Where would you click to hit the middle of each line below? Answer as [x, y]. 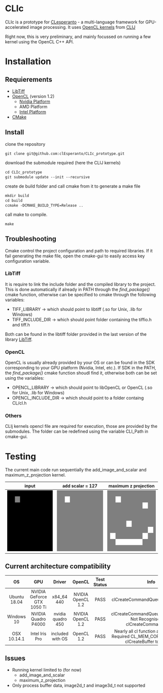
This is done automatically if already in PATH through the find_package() [78, 289]
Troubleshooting [31, 239]
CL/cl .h [19, 403]
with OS [60, 639]
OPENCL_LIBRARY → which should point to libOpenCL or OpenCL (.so [82, 387]
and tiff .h [21, 325]
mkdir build [17, 195]
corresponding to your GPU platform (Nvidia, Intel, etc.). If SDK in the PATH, [81, 368]
